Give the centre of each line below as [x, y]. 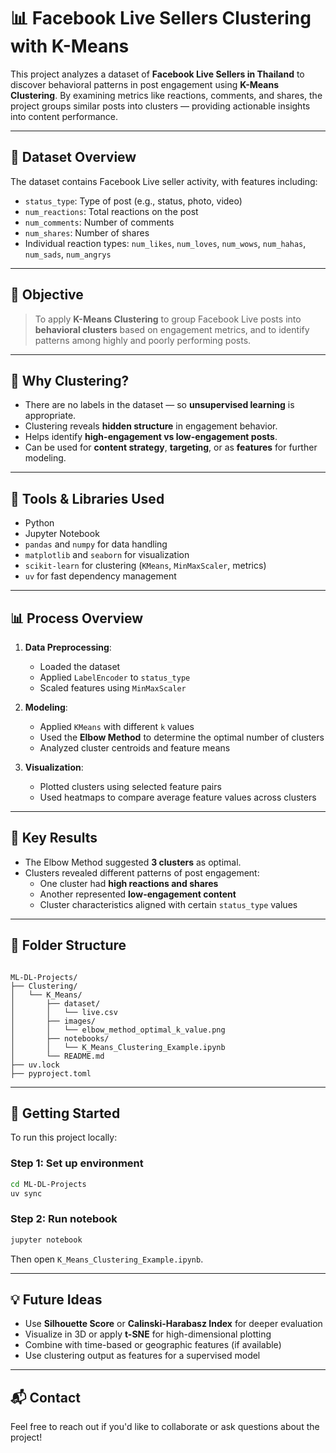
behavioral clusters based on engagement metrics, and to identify [172, 329]
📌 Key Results [54, 838]
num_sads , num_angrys [68, 254]
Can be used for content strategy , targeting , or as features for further [171, 447]
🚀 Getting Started [65, 1113]
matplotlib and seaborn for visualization [107, 555]
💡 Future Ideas [56, 1300]
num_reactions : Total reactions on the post [111, 211]
